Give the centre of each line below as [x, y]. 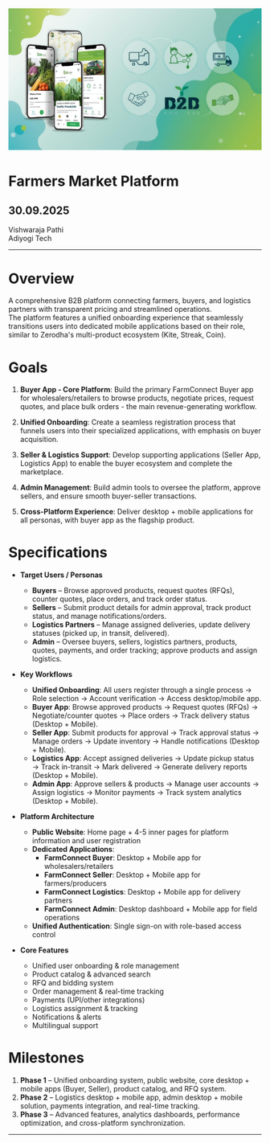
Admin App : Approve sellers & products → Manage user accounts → [145, 784]
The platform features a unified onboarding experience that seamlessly [126, 317]
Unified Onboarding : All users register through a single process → [142, 690]
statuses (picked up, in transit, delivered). [101, 633]
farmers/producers [75, 883]
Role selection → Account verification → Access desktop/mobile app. [147, 698]
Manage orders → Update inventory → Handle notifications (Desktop [145, 741]
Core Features [44, 950]
